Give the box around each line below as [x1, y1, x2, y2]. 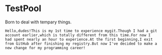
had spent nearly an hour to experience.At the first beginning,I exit [5, 37, 153, 42]
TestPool [5, 3, 42, 14]
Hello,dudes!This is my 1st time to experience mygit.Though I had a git [5, 28, 158, 33]
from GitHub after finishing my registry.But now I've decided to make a [5, 41, 158, 46]
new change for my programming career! [5, 45, 86, 50]
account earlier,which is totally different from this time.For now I [5, 33, 151, 37]
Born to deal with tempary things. [5, 19, 72, 25]
